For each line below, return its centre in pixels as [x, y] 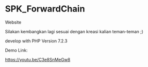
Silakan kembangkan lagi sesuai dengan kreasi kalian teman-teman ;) [74, 31]
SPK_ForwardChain [45, 9]
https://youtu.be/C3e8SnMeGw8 [38, 59]
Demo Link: [16, 50]
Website [13, 22]
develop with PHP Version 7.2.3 [36, 41]
